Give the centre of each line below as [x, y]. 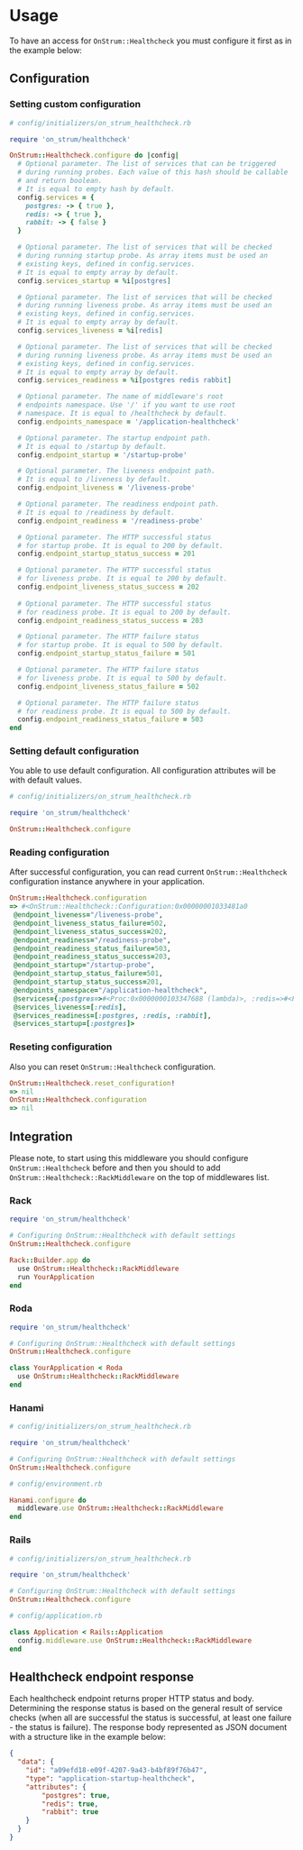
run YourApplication [56, 1277]
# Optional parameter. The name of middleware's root [120, 397]
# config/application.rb [56, 1616]
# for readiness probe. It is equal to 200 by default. [124, 612]
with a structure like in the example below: [88, 1737]
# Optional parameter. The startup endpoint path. [115, 438]
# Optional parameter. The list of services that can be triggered [147, 164]
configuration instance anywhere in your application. [107, 882]
